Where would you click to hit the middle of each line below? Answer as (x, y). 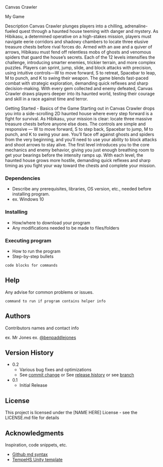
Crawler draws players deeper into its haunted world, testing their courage (80, 93)
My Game (15, 16)
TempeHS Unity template (37, 459)
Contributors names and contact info (42, 328)
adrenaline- (136, 26)
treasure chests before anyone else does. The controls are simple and (75, 124)
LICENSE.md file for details (32, 418)
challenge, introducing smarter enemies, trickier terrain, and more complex (80, 62)
